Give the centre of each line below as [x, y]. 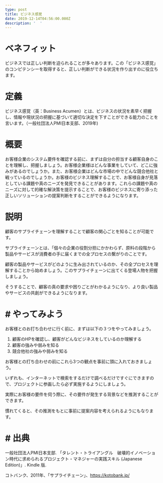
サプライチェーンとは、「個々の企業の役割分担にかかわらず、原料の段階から [81, 248]
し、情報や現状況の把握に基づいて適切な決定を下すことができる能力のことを [82, 117]
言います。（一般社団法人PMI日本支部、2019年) [52, 123]
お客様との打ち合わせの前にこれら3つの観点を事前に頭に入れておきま [74, 361]
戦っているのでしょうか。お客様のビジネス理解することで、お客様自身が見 [80, 178]
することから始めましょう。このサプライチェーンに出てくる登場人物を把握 [83, 270]
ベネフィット [31, 49]
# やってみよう [34, 314]
